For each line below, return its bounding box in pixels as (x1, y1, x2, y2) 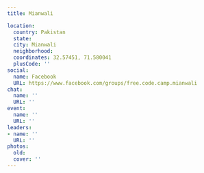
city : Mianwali (13, 42, 57, 49)
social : (7, 66, 29, 74)
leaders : (7, 124, 32, 131)
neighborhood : (13, 48, 53, 55)
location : (7, 22, 36, 29)
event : (7, 105, 26, 112)
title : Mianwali (7, 10, 53, 17)
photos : (7, 143, 29, 150)
